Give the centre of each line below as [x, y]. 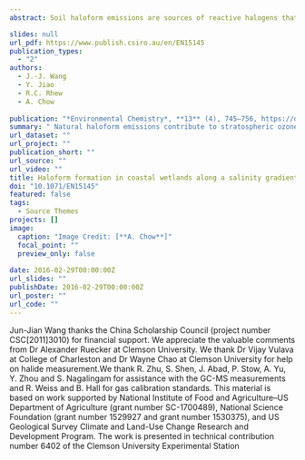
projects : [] [34, 220]
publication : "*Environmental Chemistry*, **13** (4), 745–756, [133, 119]
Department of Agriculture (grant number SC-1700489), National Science [147, 407]
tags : [20, 203]
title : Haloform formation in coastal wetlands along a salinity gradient [154, 178]
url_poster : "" [38, 296]
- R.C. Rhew [40, 93]
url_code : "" [34, 304]
